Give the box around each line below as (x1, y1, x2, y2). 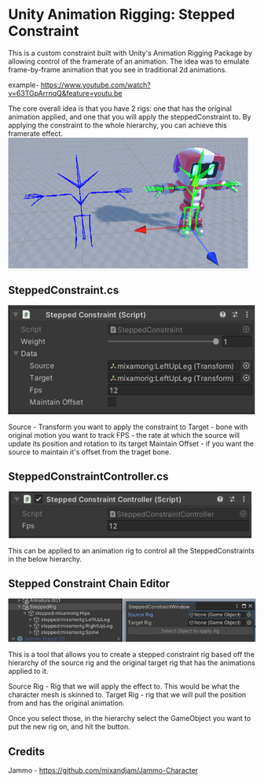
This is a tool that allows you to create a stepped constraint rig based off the (8, 650, 255, 660)
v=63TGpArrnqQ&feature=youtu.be (8, 88, 123, 97)
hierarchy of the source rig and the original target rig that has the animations (8, 658, 255, 667)
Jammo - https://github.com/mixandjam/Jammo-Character (8, 766, 199, 775)
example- (8, 80, 39, 90)
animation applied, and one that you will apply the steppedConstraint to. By (8, 112, 251, 121)
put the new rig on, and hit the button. (8, 722, 131, 732)
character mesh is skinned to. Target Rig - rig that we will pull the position (8, 690, 247, 700)
